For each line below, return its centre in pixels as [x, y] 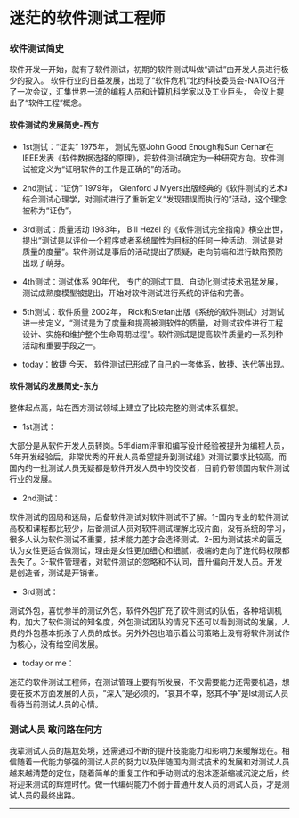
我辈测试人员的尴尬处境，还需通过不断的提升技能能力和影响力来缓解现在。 [145, 751]
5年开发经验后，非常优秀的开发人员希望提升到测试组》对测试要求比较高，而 [148, 457]
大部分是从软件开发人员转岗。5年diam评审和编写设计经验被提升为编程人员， [149, 445]
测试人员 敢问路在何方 [56, 730]
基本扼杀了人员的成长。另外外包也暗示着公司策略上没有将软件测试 [161, 632]
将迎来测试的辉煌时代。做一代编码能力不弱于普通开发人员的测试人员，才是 [145, 784]
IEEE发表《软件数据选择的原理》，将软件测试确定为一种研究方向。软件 [149, 158]
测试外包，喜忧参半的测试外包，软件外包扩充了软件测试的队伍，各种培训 [141, 610]
